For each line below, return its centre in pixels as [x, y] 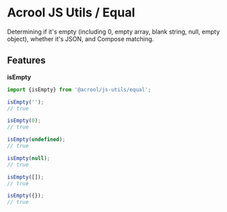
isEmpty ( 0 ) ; [24, 121]
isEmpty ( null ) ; [29, 158]
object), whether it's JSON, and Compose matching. [81, 38]
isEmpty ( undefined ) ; [37, 140]
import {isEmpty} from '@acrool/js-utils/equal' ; [79, 90]
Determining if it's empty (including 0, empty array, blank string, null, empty [113, 32]
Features [26, 61]
